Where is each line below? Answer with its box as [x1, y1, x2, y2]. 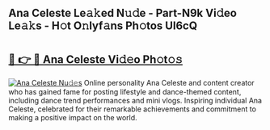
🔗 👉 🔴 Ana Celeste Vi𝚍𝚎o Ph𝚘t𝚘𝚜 [8, 52, 184, 66]
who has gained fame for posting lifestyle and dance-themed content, [8, 87, 242, 96]
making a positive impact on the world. [8, 113, 137, 122]
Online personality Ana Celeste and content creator [83, 78, 255, 87]
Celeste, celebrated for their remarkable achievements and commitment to [8, 104, 257, 114]
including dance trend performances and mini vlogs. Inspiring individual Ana [8, 96, 263, 105]
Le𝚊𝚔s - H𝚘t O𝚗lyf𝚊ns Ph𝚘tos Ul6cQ [8, 19, 198, 33]
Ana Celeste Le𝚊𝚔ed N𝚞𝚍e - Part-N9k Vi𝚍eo [8, 6, 237, 20]
